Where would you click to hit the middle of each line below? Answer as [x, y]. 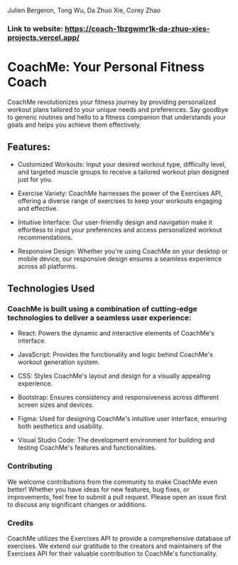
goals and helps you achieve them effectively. [74, 125]
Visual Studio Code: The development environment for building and [116, 440]
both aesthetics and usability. [61, 426]
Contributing [30, 466]
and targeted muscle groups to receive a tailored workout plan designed [123, 172]
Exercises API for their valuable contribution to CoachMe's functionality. [113, 553]
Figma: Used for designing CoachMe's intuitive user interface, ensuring [122, 419]
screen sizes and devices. [56, 405]
